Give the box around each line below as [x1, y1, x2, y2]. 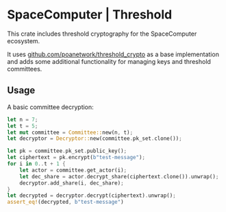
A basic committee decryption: [7, 103, 94, 111]
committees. [7, 64, 42, 73]
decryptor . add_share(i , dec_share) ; [19, 179, 125, 187]
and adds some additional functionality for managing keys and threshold [7, 57, 211, 65]
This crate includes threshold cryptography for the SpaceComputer [7, 30, 197, 38]
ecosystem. [7, 36, 40, 45]
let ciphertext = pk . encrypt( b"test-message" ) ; [7, 154, 146, 161]
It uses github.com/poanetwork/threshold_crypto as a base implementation [7, 50, 219, 58]
